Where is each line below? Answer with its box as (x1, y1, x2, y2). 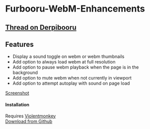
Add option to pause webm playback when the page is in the (12, 64, 139, 71)
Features (5, 40, 34, 48)
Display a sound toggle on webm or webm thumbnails (12, 53, 125, 59)
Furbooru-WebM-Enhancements (5, 3, 145, 15)
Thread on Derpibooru (5, 23, 77, 32)
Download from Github (5, 118, 53, 124)
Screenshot (5, 90, 29, 96)
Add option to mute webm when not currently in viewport (12, 75, 132, 81)
